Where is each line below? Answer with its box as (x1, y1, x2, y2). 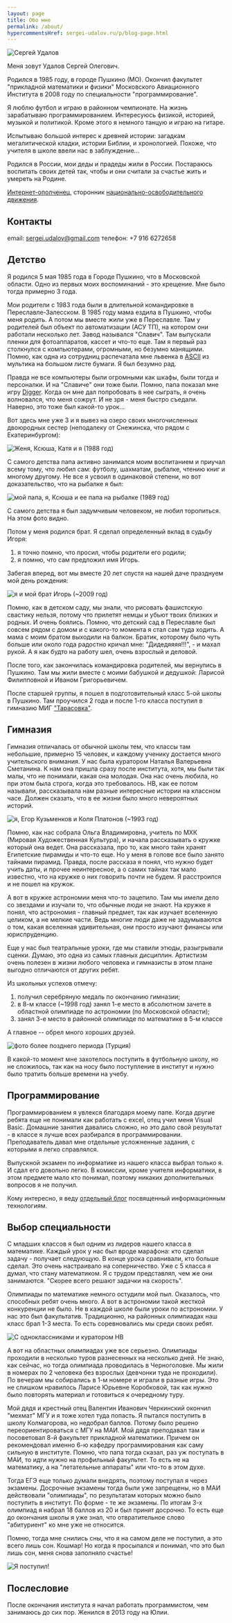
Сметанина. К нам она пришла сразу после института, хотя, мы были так (7, 764, 225, 773)
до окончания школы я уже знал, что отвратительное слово (7, 1513, 185, 1522)
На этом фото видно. (7, 514, 69, 522)
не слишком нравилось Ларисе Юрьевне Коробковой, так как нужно (7, 1383, 213, 1391)
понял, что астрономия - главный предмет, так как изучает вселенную (7, 908, 218, 916)
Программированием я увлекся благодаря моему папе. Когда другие (7, 1108, 215, 1117)
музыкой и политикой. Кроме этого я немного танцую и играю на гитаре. (7, 119, 225, 127)
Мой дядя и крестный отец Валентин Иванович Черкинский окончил (7, 1404, 211, 1412)
